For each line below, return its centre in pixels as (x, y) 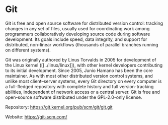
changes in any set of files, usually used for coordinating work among (77, 28)
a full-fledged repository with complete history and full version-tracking (79, 86)
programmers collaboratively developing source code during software (78, 34)
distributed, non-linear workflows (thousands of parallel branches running (82, 44)
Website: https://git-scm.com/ (36, 116)
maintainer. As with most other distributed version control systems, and (79, 76)
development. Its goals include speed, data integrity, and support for (76, 39)
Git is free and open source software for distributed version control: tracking (84, 23)
